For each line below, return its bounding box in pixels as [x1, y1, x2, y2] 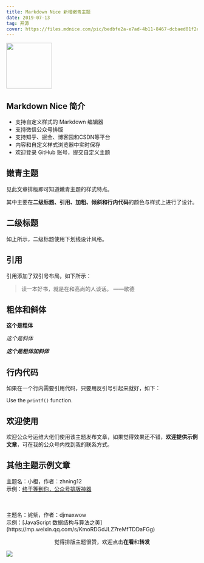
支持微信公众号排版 [15, 126, 64, 133]
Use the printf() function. [6, 397, 73, 404]
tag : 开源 [6, 20, 29, 26]
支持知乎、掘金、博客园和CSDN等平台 [15, 133, 110, 141]
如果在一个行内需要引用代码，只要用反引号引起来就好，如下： [6, 385, 161, 392]
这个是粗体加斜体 [6, 348, 49, 355]
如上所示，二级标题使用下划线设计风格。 [6, 235, 107, 242]
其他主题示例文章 [6, 460, 70, 470]
